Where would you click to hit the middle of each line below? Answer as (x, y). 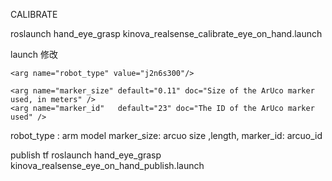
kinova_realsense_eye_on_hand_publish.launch (107, 165)
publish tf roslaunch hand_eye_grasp (86, 155)
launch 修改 (34, 54)
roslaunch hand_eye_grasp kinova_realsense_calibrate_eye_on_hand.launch (166, 33)
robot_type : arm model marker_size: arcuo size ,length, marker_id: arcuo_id (166, 135)
